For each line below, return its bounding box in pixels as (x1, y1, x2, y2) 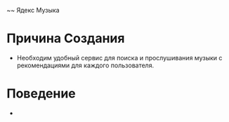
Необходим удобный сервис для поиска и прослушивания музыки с (16, 53, 223, 62)
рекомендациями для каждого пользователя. (16, 61, 155, 69)
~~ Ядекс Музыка (6, 6, 60, 14)
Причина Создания (6, 31, 125, 46)
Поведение (6, 86, 77, 102)
